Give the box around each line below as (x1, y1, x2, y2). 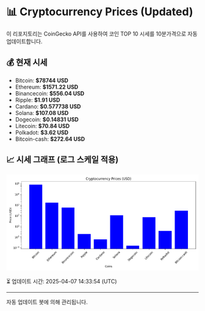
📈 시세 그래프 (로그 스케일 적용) (6, 154, 119, 165)
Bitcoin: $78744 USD (15, 77, 69, 84)
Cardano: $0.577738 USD (15, 102, 81, 110)
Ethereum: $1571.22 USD (15, 83, 79, 91)
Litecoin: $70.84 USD (15, 122, 70, 129)
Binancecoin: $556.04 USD (15, 89, 85, 97)
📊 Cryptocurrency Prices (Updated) (6, 5, 193, 19)
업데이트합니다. (6, 37, 43, 45)
